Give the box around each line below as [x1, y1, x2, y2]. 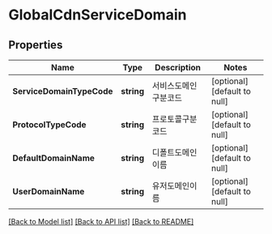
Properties [8, 38, 63, 52]
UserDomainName [12, 186, 85, 197]
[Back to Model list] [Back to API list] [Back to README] [8, 217, 194, 226]
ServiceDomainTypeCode [12, 86, 113, 96]
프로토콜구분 [152, 113, 198, 125]
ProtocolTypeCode [12, 119, 87, 130]
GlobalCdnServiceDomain [8, 6, 187, 24]
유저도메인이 [152, 181, 198, 191]
